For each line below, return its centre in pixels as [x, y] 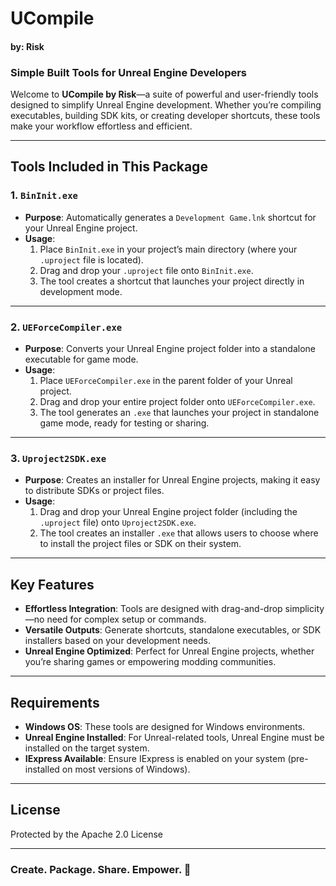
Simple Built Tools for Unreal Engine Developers [129, 72]
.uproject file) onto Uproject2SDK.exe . [118, 523]
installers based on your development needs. [117, 641]
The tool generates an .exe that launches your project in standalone [179, 413]
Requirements [55, 702]
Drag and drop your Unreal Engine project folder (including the [168, 512]
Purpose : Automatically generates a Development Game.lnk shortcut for [170, 217]
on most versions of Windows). [126, 769]
